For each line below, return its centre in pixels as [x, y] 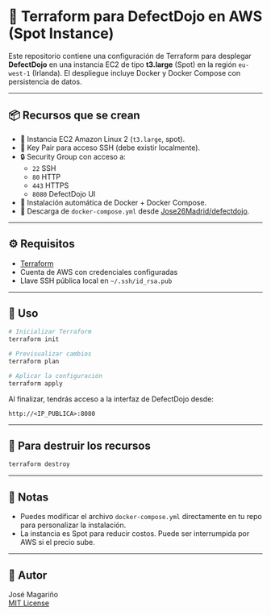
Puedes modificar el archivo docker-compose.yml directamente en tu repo [141, 517]
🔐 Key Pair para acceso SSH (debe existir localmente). [110, 148]
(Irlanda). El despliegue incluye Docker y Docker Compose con [136, 73]
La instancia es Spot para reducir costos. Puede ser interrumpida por [135, 534]
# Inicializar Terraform [50, 332]
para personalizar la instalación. [73, 525]
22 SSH [44, 168]
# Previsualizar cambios [50, 354]
